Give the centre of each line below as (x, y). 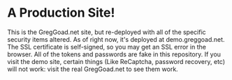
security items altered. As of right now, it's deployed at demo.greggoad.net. (116, 39)
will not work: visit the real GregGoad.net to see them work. (93, 69)
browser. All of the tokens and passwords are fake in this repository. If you (114, 54)
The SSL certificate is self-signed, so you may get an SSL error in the (107, 47)
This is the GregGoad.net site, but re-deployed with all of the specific (107, 32)
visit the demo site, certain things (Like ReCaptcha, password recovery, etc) (116, 61)
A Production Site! (61, 13)
